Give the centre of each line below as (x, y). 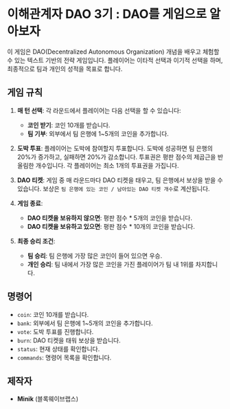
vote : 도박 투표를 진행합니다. (55, 331)
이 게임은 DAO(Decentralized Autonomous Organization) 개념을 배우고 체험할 (113, 52)
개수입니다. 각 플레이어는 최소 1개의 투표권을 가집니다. (107, 165)
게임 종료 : (30, 203)
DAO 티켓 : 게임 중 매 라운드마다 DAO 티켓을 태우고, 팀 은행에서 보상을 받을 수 (120, 180)
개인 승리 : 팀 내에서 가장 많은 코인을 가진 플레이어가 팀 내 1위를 (111, 264)
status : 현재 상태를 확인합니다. (58, 349)
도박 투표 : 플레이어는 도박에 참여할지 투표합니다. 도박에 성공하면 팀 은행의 (115, 148)
